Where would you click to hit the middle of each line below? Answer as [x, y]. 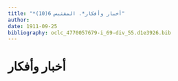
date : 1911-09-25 [33, 26]
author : [19, 20]
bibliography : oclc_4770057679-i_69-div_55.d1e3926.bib [89, 33]
